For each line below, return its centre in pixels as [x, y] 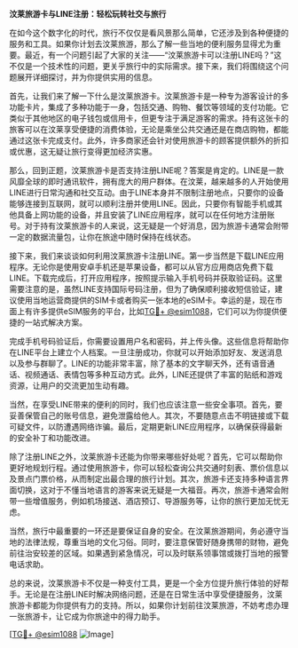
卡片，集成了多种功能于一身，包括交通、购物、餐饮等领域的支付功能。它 [157, 107]
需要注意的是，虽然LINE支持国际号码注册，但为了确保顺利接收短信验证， [142, 289]
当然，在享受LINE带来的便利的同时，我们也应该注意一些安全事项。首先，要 [146, 404]
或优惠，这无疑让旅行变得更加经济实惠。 [83, 151]
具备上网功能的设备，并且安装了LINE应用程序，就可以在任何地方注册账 [145, 215]
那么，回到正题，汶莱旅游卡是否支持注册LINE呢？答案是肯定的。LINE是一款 [147, 170]
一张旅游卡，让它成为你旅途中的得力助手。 [87, 616]
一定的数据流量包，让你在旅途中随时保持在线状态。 [102, 237]
